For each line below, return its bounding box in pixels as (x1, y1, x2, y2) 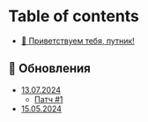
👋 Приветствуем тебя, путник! (20, 35, 136, 46)
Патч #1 (33, 94, 63, 104)
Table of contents (8, 6, 140, 27)
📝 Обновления (8, 61, 92, 76)
